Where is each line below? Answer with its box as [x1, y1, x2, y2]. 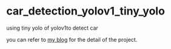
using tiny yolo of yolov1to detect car [6, 24, 99, 31]
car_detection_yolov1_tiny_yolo [6, 4, 166, 18]
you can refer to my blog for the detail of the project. [6, 36, 138, 43]
